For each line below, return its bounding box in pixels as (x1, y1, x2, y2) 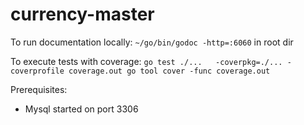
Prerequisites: (10, 83, 68, 95)
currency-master (10, 3, 155, 26)
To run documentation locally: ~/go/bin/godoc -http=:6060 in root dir (10, 36, 294, 48)
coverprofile (10, 66, 65, 76)
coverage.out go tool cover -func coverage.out (68, 66, 271, 76)
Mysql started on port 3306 (24, 103, 139, 115)
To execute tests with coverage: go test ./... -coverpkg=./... (10, 55, 283, 67)
